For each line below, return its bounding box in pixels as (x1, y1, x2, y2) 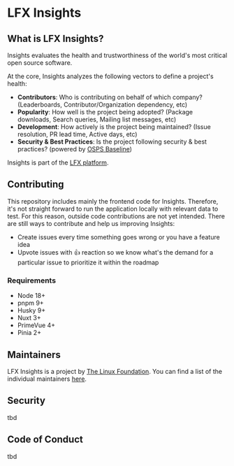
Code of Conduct (7, 434, 84, 446)
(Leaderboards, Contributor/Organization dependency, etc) (17, 100, 188, 109)
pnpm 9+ (17, 299, 44, 308)
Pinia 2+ (17, 329, 42, 337)
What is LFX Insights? (7, 33, 104, 45)
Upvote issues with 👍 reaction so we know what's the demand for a (17, 248, 214, 256)
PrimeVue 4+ (17, 321, 56, 329)
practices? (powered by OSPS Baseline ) (17, 145, 133, 153)
